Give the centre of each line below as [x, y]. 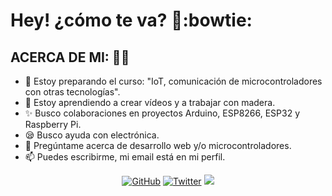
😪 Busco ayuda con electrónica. [92, 135]
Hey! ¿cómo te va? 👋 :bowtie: [131, 20]
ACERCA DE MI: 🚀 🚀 [70, 57]
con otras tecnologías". [72, 92]
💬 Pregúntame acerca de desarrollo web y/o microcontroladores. [158, 145]
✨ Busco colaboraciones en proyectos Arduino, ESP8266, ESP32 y [162, 113]
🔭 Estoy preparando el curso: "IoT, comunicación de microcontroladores [173, 81]
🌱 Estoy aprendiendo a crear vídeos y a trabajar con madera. [150, 102]
